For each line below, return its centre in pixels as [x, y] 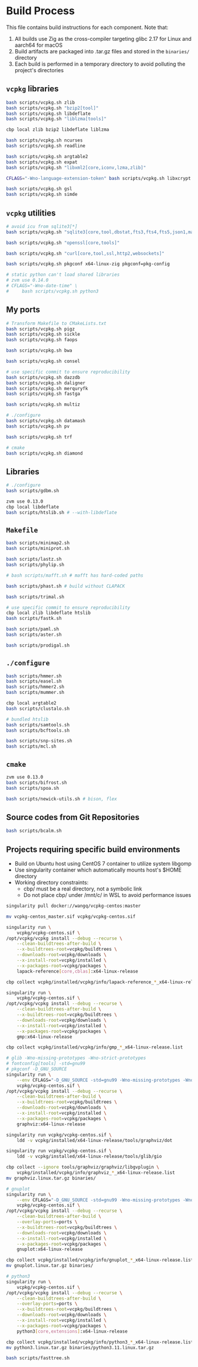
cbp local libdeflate [33, 507]
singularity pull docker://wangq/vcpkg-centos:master [74, 906]
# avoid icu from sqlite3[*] [42, 226]
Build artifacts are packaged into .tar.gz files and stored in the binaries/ [102, 51]
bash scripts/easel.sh [34, 681]
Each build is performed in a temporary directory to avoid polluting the [100, 64]
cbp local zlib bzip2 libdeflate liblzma [58, 130]
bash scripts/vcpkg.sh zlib [41, 102]
